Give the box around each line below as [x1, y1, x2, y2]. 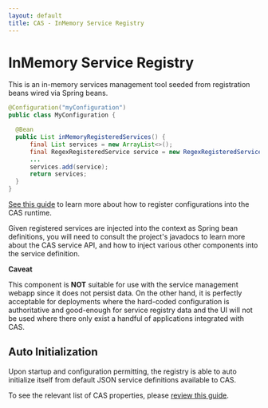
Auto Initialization [8, 345, 98, 359]
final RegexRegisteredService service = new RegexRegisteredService [29, 148, 262, 156]
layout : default [8, 11, 62, 20]
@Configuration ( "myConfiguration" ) [8, 104, 127, 112]
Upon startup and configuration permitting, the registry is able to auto [8, 366, 237, 376]
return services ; [29, 170, 88, 178]
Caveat [8, 264, 33, 274]
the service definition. [8, 249, 80, 259]
